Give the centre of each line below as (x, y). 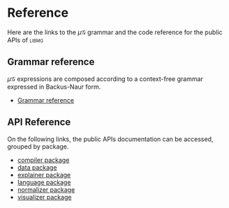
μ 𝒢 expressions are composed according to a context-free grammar (105, 79)
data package (37, 167)
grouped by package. (38, 146)
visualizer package (44, 197)
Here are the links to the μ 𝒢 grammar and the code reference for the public (115, 32)
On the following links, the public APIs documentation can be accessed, (110, 139)
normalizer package (46, 189)
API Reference (39, 122)
